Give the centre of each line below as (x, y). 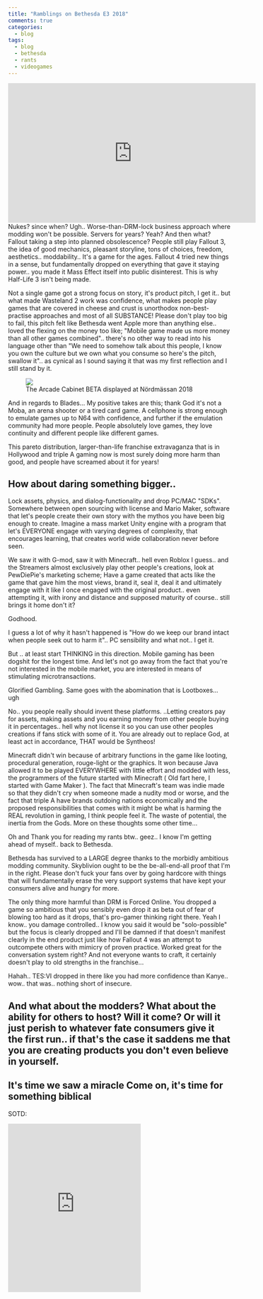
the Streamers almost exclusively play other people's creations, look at (111, 567)
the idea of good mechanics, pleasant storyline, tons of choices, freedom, (116, 249)
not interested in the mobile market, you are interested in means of (105, 669)
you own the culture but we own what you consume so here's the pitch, (112, 353)
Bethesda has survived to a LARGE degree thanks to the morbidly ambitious (118, 858)
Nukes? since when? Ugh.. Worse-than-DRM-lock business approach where (119, 226)
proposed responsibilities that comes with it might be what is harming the (115, 808)
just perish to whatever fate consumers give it (111, 1028)
